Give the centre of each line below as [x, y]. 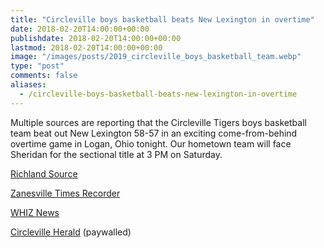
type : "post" [37, 66]
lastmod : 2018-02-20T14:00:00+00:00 [86, 47]
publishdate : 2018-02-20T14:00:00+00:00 [96, 38]
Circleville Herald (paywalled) [71, 232]
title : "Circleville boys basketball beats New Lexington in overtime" [162, 19]
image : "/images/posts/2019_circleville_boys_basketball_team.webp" [156, 57]
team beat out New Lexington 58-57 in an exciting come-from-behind [154, 133]
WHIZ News [35, 212]
